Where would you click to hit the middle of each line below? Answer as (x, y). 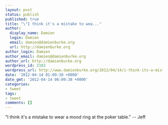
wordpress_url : (21, 70)
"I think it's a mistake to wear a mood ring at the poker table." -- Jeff (75, 117)
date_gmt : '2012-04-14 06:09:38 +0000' (47, 79)
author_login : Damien (28, 51)
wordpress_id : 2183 (25, 65)
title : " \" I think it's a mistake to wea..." (53, 24)
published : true (22, 19)
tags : (11, 93)
